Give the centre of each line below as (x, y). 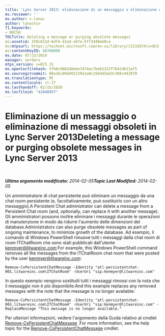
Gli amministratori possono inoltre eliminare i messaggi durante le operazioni (82, 217)
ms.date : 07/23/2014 (26, 55)
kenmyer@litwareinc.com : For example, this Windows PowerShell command (81, 248)
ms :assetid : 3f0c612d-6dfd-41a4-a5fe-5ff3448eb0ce (58, 42)
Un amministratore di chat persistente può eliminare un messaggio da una (80, 196)
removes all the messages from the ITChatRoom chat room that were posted (82, 253)
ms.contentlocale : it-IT (30, 83)
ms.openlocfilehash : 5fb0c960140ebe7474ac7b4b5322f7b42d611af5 (71, 69)
